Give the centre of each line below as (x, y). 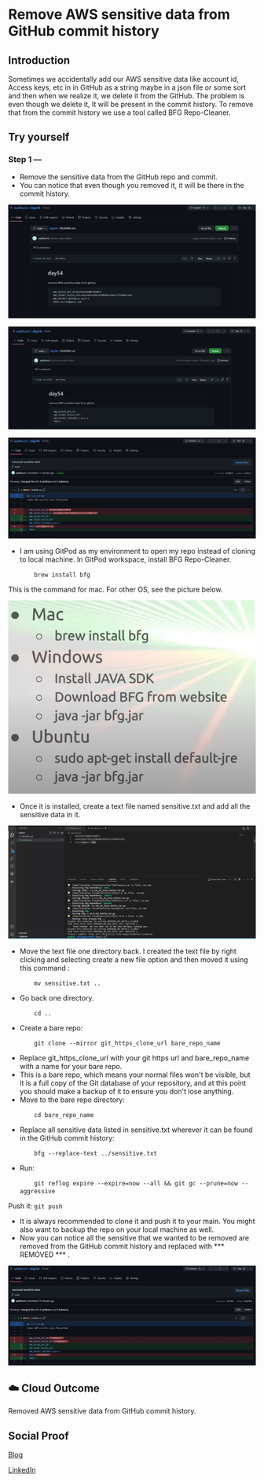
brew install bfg (62, 575)
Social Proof (38, 1436)
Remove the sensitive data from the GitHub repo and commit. (119, 177)
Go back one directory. (57, 998)
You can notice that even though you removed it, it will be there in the (132, 185)
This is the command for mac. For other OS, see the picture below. (115, 590)
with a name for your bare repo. (71, 1067)
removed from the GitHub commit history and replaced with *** (122, 1246)
